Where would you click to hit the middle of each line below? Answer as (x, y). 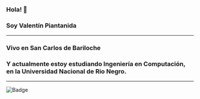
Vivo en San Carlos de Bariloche (54, 48)
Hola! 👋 (17, 10)
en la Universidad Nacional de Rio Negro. (66, 72)
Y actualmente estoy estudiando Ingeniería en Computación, (96, 64)
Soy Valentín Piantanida (41, 25)
